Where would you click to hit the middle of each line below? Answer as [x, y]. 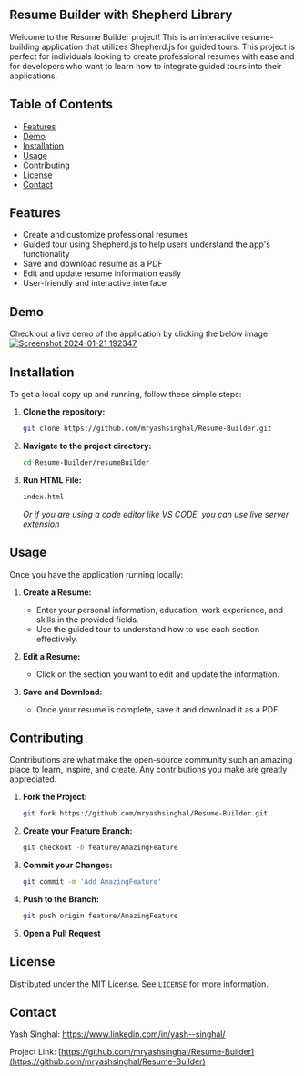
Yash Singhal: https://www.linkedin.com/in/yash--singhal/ [117, 1034]
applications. [33, 76]
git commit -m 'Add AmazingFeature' [92, 882]
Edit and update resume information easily [102, 273]
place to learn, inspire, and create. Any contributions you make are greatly [148, 770]
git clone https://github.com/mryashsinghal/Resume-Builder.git [147, 429]
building [25, 46]
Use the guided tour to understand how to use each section [148, 629]
